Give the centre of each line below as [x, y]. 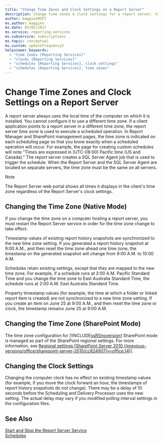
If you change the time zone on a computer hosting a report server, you [76, 218]
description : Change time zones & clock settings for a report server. [79, 14]
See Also [19, 418]
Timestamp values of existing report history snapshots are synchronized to [80, 238]
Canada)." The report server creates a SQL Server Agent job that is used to [80, 157]
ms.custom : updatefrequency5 [34, 46]
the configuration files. [28, 404]
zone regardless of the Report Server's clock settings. [59, 191]
